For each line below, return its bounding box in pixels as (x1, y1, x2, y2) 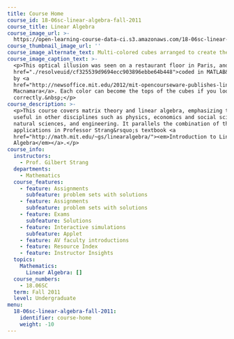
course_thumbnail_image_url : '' (7, 42, 101, 49)
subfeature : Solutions (25, 217, 92, 224)
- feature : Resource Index (19, 243, 98, 251)
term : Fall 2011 (13, 288, 61, 296)
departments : (13, 165, 52, 173)
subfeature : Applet (25, 230, 82, 237)
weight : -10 (19, 321, 54, 328)
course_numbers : (13, 276, 61, 283)
